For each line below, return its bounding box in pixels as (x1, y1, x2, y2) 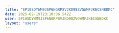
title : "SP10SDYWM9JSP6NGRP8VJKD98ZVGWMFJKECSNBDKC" (5, 7, 115, 12)
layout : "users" (5, 20, 38, 26)
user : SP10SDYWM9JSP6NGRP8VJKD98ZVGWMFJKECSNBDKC (5, 16, 109, 21)
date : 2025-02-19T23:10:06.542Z (5, 12, 71, 16)
